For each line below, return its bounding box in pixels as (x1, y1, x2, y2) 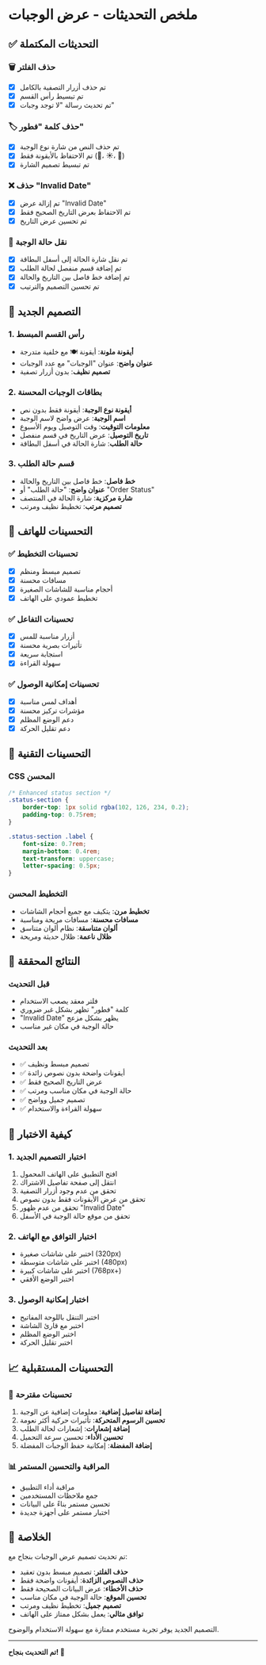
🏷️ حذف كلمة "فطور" (8, 121, 85, 132)
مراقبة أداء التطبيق (19, 1482, 75, 1491)
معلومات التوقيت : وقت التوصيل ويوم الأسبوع (19, 422, 150, 431)
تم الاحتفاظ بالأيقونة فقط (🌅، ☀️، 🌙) (19, 151, 125, 160)
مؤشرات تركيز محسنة (19, 706, 85, 715)
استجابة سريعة (19, 649, 63, 659)
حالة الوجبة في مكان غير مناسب (19, 1021, 114, 1032)
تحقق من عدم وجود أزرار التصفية (19, 1186, 116, 1196)
